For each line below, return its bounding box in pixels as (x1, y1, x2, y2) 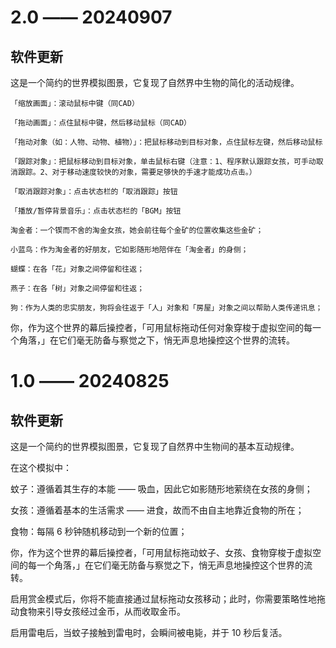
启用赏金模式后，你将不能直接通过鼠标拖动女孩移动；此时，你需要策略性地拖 (10, 593, 326, 605)
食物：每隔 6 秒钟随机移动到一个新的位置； (10, 526, 188, 537)
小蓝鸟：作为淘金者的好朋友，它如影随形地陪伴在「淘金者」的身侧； (10, 245, 249, 255)
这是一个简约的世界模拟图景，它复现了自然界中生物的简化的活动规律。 (10, 77, 300, 88)
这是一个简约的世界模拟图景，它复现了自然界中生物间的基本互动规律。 (10, 441, 300, 452)
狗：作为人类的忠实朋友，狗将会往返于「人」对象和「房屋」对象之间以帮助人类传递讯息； (10, 303, 323, 313)
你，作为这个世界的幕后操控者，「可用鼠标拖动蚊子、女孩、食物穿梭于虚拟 (10, 547, 313, 558)
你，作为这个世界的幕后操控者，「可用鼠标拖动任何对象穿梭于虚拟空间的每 (10, 322, 313, 333)
